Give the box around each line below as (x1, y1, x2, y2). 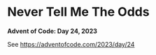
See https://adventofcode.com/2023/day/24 (7, 40, 135, 48)
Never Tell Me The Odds (7, 4, 150, 20)
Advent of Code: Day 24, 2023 (7, 27, 98, 35)
